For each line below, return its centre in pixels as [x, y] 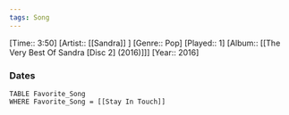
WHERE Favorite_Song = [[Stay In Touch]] [88, 102]
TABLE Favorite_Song [48, 94]
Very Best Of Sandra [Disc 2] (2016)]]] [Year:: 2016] [104, 52]
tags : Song [30, 17]
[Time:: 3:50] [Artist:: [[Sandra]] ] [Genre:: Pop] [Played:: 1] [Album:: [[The [145, 43]
